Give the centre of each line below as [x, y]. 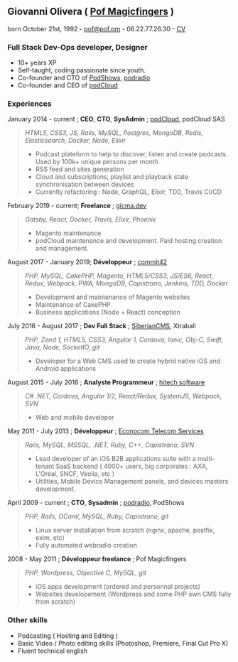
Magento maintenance [68, 233]
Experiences [29, 104]
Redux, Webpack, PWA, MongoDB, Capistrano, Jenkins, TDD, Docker [126, 283]
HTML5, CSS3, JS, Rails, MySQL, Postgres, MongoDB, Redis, [114, 133]
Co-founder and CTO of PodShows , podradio [84, 78]
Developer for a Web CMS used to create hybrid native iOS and [128, 361]
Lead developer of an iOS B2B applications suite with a [116, 459]
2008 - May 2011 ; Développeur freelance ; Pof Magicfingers [97, 559]
